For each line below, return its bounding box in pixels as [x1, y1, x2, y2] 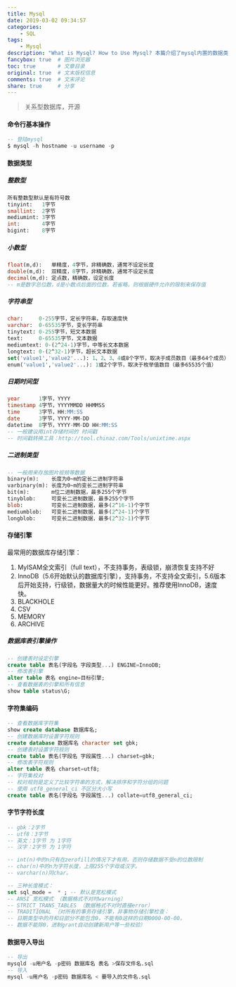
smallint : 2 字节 [7, 207, 56, 215]
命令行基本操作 [7, 120, 51, 128]
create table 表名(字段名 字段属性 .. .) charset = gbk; [7, 752, 156, 759]
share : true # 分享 [7, 82, 75, 89]
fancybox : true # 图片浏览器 [7, 56, 91, 63]
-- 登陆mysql [7, 136, 44, 143]
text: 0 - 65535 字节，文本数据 [7, 335, 98, 342]
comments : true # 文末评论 [7, 75, 86, 83]
